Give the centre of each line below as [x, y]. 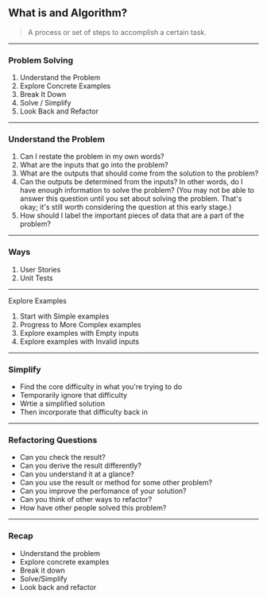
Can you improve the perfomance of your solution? [103, 491]
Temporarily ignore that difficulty [74, 395]
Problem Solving [41, 60]
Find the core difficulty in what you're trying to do [101, 387]
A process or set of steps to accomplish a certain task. [117, 32]
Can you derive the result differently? [80, 466]
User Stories [40, 269]
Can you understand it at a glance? [77, 474]
